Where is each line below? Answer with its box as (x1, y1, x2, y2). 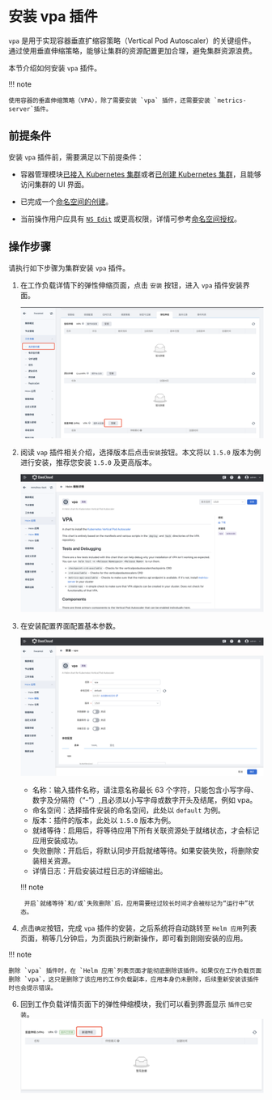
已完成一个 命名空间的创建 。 (19, 196, 113, 207)
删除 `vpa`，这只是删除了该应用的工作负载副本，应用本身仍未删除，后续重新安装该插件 (8, 975, 259, 983)
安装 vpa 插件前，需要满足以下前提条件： (8, 151, 144, 162)
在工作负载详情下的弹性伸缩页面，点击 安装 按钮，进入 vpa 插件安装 (19, 280, 243, 290)
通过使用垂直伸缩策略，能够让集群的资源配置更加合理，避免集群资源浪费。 (8, 45, 257, 55)
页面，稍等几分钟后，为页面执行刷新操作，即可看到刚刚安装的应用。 (19, 933, 248, 943)
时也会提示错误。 (8, 983, 57, 992)
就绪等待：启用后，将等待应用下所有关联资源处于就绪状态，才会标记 (32, 825, 260, 835)
